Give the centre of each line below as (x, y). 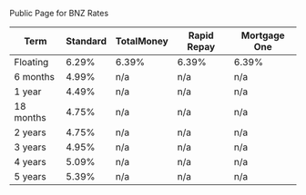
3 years (31, 147)
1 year (28, 92)
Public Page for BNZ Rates (59, 13)
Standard (87, 41)
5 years (31, 176)
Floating (31, 62)
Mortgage (263, 35)
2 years (31, 132)
